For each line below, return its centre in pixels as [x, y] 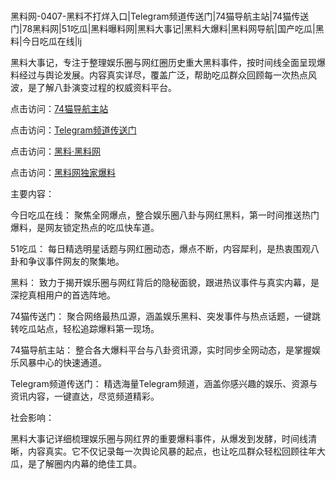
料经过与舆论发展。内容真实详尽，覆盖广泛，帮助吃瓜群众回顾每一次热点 [159, 75]
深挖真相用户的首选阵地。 [63, 295]
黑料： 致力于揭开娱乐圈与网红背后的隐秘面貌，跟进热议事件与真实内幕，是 [165, 283]
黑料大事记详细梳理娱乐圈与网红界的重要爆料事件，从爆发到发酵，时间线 [159, 439]
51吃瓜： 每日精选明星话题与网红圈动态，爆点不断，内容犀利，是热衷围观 [160, 249]
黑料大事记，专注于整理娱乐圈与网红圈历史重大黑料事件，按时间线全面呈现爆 [168, 63]
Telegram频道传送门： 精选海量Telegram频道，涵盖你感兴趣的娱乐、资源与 [164, 384]
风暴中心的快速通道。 [62, 363]
